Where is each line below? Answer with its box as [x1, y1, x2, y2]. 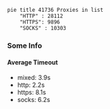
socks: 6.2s [17, 96, 51, 104]
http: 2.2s [17, 81, 45, 90]
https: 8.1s [17, 88, 46, 97]
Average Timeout [7, 58, 58, 66]
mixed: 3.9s [17, 74, 51, 82]
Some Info [7, 40, 43, 50]
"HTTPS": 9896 [19, 19, 60, 26]
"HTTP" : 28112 [19, 12, 64, 19]
